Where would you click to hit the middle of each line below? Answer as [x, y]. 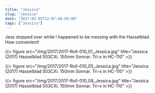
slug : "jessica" [22, 14]
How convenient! [22, 42]
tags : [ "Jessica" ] [24, 23]
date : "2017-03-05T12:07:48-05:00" [41, 19]
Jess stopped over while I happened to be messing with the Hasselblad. [78, 37]
